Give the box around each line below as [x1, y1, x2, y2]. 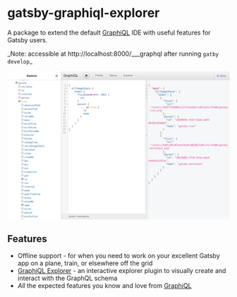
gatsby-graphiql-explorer [7, 5, 160, 21]
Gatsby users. [7, 35, 48, 44]
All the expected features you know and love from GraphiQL [17, 281, 192, 290]
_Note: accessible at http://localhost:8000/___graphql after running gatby [7, 49, 219, 58]
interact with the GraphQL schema [17, 274, 118, 283]
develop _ [7, 56, 33, 65]
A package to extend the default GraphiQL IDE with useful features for [7, 28, 211, 37]
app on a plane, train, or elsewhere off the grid [17, 259, 153, 267]
